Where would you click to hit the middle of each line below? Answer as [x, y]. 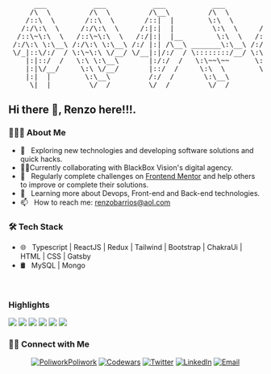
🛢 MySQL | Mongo [53, 265]
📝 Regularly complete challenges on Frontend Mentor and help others [138, 176]
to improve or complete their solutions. [84, 185]
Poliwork [83, 362]
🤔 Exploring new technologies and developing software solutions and [137, 150]
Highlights [29, 305]
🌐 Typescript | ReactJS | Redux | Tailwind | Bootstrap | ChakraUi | [131, 247]
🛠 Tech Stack [36, 226]
